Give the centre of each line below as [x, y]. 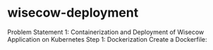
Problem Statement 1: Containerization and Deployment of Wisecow [106, 32]
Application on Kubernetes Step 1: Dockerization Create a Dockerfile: [107, 39]
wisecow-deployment [73, 13]
